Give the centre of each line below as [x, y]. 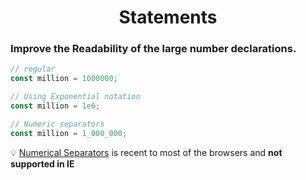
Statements [168, 17]
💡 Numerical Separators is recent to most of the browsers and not [146, 152]
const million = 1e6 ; [55, 106]
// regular [33, 69]
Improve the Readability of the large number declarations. [153, 49]
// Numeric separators [57, 124]
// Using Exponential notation [75, 97]
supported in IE [42, 163]
